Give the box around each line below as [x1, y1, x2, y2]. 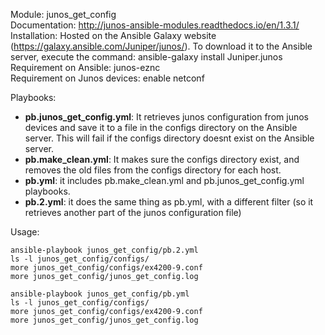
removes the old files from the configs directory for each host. [24, 164, 282, 176]
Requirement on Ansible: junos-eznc [10, 62, 161, 73]
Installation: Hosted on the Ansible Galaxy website [10, 30, 217, 41]
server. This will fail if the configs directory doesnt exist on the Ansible [24, 132, 315, 144]
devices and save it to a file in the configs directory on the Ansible [24, 122, 298, 133]
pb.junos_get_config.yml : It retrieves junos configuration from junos [24, 111, 309, 123]
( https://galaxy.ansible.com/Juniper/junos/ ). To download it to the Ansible [10, 40, 313, 52]
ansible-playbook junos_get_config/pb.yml [10, 289, 190, 299]
